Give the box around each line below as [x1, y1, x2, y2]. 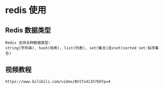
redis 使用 [5, 4, 46, 16]
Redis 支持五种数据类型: [5, 40, 51, 45]
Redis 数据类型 [5, 26, 51, 34]
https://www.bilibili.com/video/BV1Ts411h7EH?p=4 [5, 79, 111, 84]
